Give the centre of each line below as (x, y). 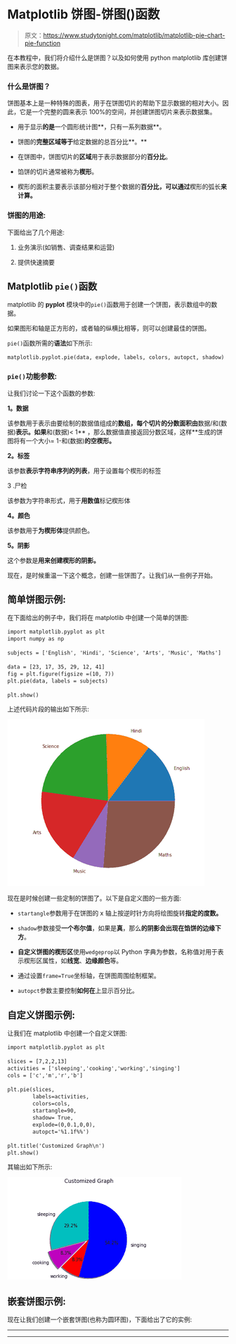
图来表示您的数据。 (35, 66)
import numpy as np (36, 639)
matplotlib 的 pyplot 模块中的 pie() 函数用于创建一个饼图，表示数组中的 (109, 305)
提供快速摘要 (36, 262)
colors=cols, (52, 1104)
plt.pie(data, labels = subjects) (58, 681)
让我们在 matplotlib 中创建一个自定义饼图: (67, 1033)
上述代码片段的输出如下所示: (48, 709)
